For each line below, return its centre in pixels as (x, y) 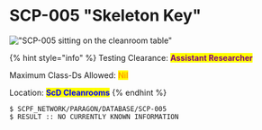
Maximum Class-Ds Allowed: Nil (69, 75)
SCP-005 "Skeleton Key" (105, 16)
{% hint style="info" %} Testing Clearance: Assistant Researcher (131, 57)
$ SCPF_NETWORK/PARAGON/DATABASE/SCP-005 (88, 108)
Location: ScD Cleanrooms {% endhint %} (88, 92)
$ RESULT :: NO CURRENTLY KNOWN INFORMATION (94, 117)
